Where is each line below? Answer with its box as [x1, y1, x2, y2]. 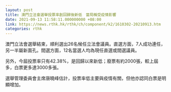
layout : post [5, 7, 33, 13]
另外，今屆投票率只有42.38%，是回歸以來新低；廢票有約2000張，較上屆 [5, 58, 159, 64]
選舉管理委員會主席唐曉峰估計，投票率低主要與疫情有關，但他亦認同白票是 [5, 75, 162, 81]
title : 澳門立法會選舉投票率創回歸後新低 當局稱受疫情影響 [5, 12, 116, 17]
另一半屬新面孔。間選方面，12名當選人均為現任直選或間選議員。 [5, 47, 140, 53]
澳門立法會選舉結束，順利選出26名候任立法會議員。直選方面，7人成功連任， [5, 41, 166, 47]
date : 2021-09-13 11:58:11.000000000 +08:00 [5, 17, 102, 22]
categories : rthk [5, 26, 42, 32]
